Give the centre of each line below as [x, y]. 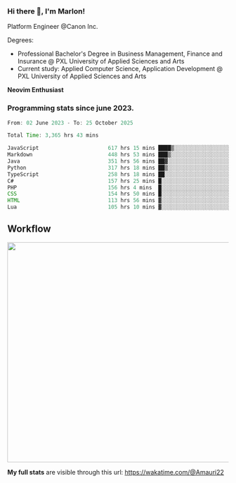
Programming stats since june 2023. [71, 108]
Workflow [29, 229]
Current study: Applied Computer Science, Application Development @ [120, 69]
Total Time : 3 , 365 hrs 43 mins [53, 136]
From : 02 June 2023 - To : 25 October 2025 [70, 123]
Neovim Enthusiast [36, 90]
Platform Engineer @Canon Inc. [53, 27]
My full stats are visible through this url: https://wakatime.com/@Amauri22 [116, 472]
